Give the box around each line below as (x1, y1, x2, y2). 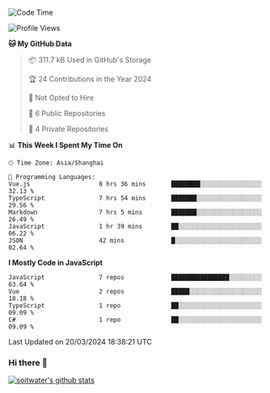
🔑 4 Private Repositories (27, 124, 109, 133)
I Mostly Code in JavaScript (8, 258, 103, 267)
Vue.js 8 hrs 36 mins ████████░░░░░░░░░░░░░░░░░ (8, 180, 263, 188)
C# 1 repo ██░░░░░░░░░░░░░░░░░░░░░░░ (8, 316, 263, 324)
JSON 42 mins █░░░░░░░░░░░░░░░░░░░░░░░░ (8, 236, 263, 245)
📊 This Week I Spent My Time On (8, 140, 123, 149)
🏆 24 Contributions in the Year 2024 (27, 74, 152, 84)
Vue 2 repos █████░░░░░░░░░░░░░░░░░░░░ (8, 287, 263, 295)
